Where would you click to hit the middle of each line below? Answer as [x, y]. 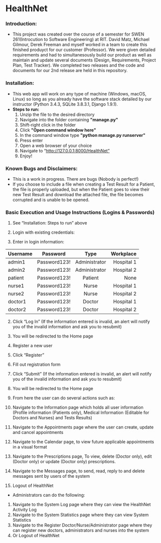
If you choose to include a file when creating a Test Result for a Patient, [84, 184]
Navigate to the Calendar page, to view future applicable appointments [83, 442]
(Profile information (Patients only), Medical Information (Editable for [81, 412]
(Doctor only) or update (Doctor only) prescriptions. [64, 462]
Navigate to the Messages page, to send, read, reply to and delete [79, 471]
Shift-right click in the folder [48, 125]
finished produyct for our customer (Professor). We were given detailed [84, 50]
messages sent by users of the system [51, 476]
